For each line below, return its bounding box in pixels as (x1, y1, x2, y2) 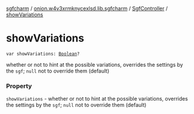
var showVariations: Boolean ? (6, 51, 80, 57)
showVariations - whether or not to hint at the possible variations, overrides (6, 95, 188, 102)
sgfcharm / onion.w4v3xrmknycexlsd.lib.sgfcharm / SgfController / (6, 5, 168, 12)
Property (6, 82, 32, 90)
